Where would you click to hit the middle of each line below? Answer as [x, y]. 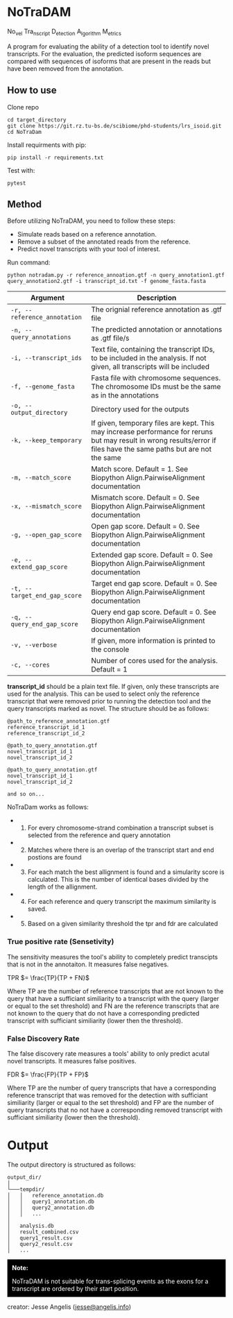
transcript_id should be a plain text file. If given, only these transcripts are [113, 687]
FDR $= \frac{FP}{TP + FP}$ [48, 1074]
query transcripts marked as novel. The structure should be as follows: [108, 709]
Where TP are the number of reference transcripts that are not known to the [115, 991]
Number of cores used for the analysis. [155, 661]
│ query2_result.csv [40, 1244]
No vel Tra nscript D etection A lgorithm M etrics [64, 32]
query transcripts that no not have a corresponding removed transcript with [115, 1110]
